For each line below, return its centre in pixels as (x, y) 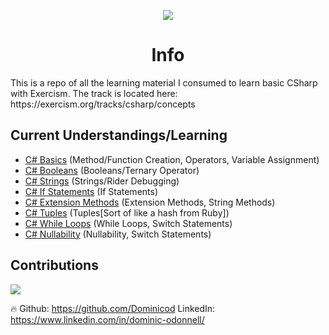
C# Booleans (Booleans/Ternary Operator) (112, 170)
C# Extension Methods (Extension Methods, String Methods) (150, 202)
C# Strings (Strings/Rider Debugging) (102, 181)
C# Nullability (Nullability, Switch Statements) (118, 234)
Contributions (54, 265)
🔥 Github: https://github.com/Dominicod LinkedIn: (113, 308)
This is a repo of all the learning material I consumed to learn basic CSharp (164, 82)
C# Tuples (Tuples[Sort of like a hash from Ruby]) (127, 212)
